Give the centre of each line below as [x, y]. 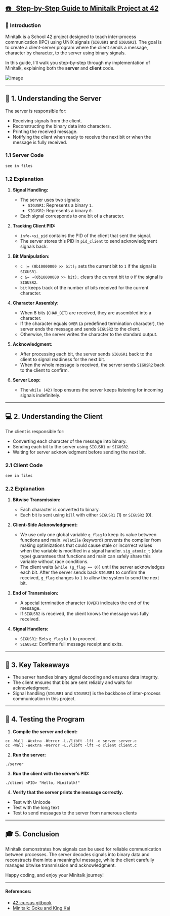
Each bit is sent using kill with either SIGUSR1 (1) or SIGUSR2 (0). [87, 515]
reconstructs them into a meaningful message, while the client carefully [80, 860]
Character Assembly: [36, 303]
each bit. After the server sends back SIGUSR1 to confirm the [83, 572]
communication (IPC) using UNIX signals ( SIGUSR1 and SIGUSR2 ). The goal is [83, 42]
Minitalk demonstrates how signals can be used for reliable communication [83, 849]
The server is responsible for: [36, 111]
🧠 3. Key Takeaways [37, 665]
